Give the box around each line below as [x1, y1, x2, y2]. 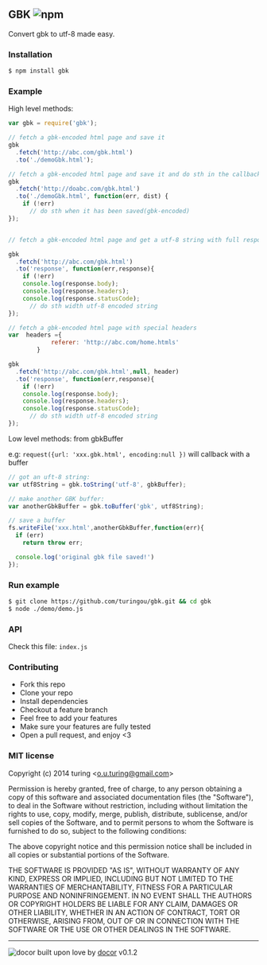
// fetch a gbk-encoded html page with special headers [8, 324, 197, 332]
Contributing [8, 661, 59, 672]
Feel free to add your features [19, 714, 118, 723]
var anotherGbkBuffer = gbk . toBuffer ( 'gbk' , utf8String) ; [8, 502, 204, 510]
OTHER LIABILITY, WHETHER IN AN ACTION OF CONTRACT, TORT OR [8, 908, 240, 917]
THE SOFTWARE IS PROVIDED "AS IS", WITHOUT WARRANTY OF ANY [8, 865, 240, 875]
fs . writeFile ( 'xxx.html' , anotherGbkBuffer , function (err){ [8, 524, 204, 532]
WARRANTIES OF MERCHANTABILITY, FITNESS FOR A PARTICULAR [8, 882, 233, 892]
